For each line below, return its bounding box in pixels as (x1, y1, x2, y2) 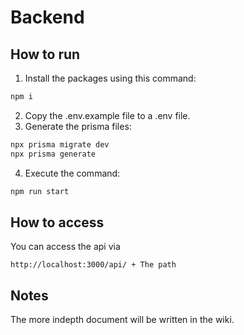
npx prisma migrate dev (10, 139, 110, 150)
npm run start (10, 186, 70, 196)
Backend (10, 6, 85, 29)
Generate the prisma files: (24, 120, 132, 132)
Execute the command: (24, 167, 121, 179)
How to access (10, 214, 105, 231)
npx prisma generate (10, 149, 97, 159)
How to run (10, 46, 81, 63)
